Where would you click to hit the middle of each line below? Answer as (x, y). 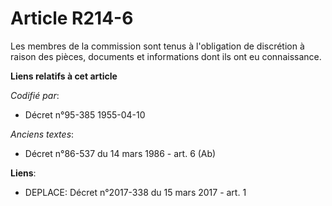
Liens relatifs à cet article (64, 76)
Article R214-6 (72, 18)
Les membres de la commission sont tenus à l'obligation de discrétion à (157, 46)
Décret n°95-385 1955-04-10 (85, 114)
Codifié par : (35, 95)
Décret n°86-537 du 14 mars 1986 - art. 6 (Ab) (120, 153)
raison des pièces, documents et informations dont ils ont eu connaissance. (166, 56)
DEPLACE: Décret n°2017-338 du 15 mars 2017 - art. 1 (135, 192)
